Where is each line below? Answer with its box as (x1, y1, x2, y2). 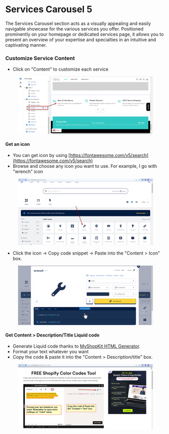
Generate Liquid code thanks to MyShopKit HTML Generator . (12, 343, 141, 349)
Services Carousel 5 (5, 4, 93, 15)
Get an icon (5, 141, 30, 147)
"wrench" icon (12, 169, 43, 175)
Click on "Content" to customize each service (12, 66, 108, 72)
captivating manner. (5, 42, 47, 48)
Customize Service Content (5, 54, 75, 61)
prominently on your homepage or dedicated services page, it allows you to (5, 31, 164, 37)
